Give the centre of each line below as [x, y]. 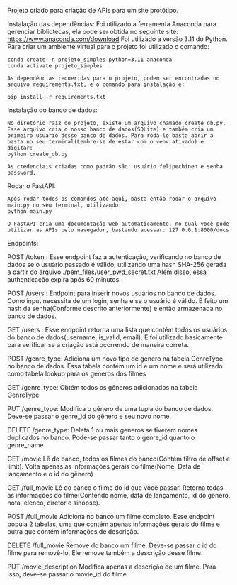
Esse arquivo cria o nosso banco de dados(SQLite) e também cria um [110, 129]
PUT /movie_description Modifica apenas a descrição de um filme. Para [112, 567]
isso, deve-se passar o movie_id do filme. [68, 574]
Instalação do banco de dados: [52, 110]
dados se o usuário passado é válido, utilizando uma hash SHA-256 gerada [117, 264]
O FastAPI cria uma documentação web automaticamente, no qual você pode [118, 224]
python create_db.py [38, 154]
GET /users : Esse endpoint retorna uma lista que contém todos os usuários [117, 330]
